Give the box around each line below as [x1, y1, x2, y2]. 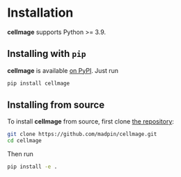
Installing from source [7, 99, 105, 111]
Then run [7, 150, 33, 158]
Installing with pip [7, 48, 86, 60]
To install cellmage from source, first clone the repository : [7, 117, 174, 126]
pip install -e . [7, 163, 58, 171]
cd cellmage [7, 137, 42, 144]
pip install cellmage [7, 80, 70, 87]
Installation [7, 5, 74, 21]
